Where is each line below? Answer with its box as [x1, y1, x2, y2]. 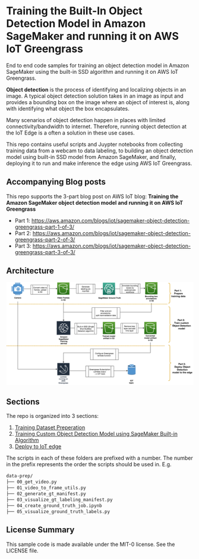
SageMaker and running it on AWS [6, 30, 179, 43]
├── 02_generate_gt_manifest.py [6, 491, 86, 496]
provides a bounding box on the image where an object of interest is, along [6, 98, 190, 105]
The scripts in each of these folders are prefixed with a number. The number [6, 454, 193, 461]
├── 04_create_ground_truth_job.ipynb [6, 502, 102, 508]
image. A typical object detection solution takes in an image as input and [6, 92, 184, 99]
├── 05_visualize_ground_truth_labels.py [6, 508, 110, 514]
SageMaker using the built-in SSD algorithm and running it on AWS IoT [6, 68, 179, 75]
